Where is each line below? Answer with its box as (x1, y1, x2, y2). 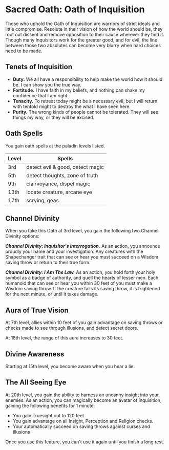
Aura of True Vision (5, 306, 69, 314)
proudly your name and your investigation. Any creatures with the (5, 248, 143, 254)
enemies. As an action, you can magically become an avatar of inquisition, (5, 397, 162, 403)
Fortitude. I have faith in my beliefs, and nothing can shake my (12, 87, 145, 93)
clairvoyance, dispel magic (26, 180, 91, 187)
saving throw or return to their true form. (5, 260, 91, 266)
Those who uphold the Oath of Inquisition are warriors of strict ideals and (5, 20, 160, 27)
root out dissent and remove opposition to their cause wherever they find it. (5, 31, 165, 37)
